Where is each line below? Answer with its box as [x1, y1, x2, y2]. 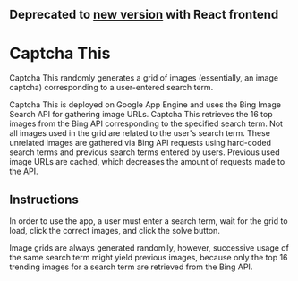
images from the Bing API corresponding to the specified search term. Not [9, 118, 284, 129]
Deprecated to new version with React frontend [9, 7, 279, 22]
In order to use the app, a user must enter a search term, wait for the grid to [9, 216, 288, 226]
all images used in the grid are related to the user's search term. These [9, 128, 271, 139]
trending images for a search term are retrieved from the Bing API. [9, 261, 253, 272]
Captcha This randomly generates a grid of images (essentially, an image [9, 72, 279, 83]
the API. [9, 166, 38, 177]
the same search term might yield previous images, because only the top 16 [9, 252, 288, 263]
